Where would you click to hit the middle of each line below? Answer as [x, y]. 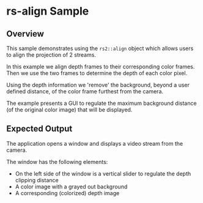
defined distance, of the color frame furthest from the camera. [85, 91]
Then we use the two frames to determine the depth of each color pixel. [97, 73]
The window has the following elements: [57, 162]
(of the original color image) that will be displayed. [69, 110]
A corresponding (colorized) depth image [67, 193]
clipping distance [37, 180]
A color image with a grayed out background [71, 187]
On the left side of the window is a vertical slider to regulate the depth [103, 173]
